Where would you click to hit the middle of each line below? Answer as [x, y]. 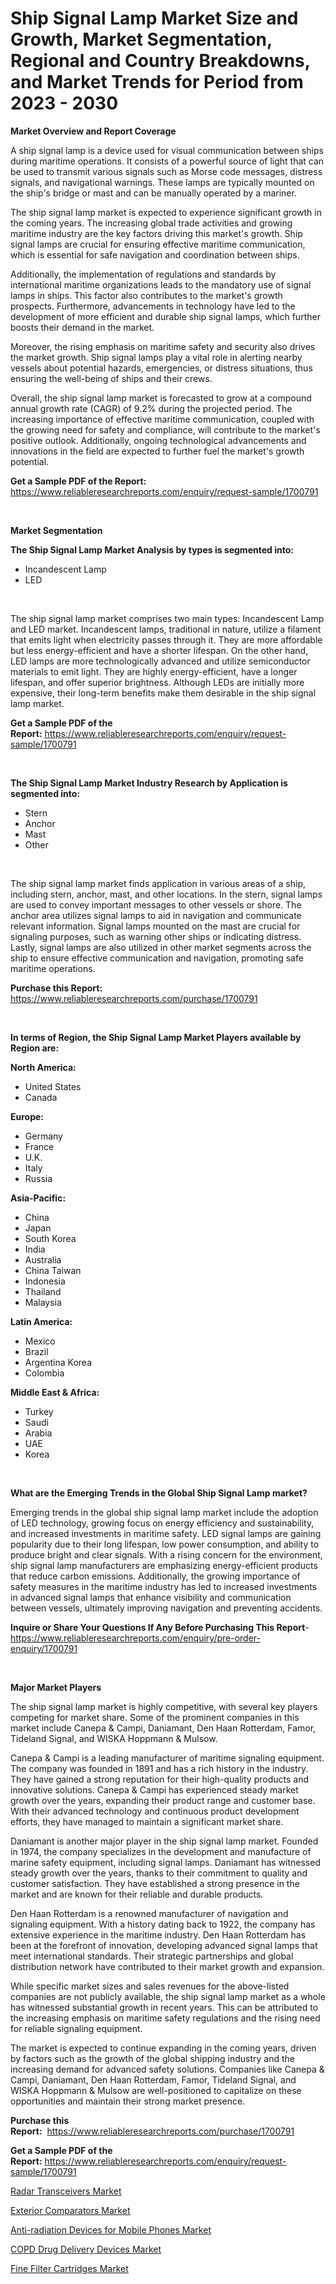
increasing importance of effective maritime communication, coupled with [162, 419]
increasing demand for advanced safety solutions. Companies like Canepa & [167, 2069]
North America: [43, 1067]
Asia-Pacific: [38, 1198]
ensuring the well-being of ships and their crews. [111, 378]
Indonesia [45, 1281]
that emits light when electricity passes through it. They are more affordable [166, 639]
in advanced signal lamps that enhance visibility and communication [151, 1597]
